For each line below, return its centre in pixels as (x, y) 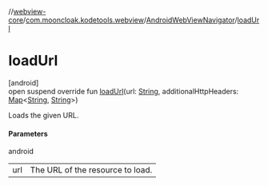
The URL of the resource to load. (91, 170)
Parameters (28, 133)
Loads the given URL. (44, 115)
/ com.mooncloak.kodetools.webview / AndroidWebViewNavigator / (130, 20)
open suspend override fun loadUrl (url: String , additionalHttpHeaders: (124, 91)
